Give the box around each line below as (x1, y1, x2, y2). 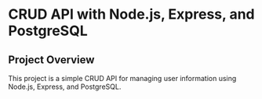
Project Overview (8, 53, 95, 66)
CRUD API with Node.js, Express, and (8, 5, 255, 23)
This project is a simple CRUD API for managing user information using (8, 74, 237, 83)
